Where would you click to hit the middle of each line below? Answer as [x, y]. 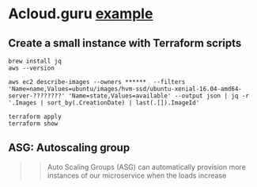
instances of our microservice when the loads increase [137, 175]
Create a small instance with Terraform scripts [125, 43]
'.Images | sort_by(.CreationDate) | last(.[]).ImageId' [104, 103]
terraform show [33, 124]
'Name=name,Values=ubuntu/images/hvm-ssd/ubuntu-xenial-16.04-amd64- [125, 89]
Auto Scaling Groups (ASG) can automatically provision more [147, 166]
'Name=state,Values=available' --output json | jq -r [159, 96]
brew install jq [35, 61]
